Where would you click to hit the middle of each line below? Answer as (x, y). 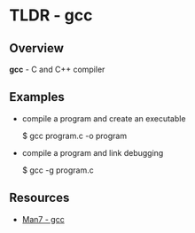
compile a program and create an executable (104, 118)
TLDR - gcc (51, 16)
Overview (37, 48)
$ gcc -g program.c (58, 170)
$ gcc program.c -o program (74, 136)
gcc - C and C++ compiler (57, 69)
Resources (39, 198)
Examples (37, 97)
